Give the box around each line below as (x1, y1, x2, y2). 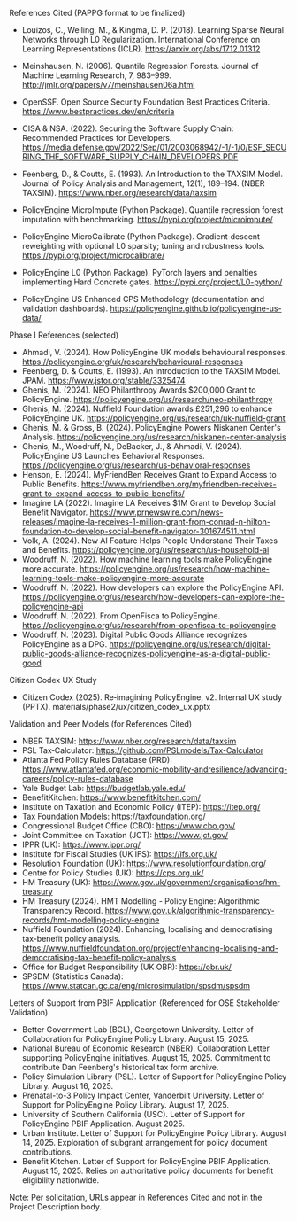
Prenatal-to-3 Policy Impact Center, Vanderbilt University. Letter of (21, 1090, 265, 1100)
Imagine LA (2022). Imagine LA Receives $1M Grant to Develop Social (21, 498, 276, 508)
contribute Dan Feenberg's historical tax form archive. (21, 1062, 219, 1072)
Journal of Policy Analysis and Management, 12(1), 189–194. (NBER (21, 178, 265, 189)
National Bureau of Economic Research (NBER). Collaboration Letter (21, 1043, 270, 1054)
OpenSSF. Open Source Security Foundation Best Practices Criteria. (21, 97, 270, 107)
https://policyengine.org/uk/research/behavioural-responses (21, 356, 243, 367)
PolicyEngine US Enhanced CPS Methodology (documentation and (21, 294, 265, 304)
